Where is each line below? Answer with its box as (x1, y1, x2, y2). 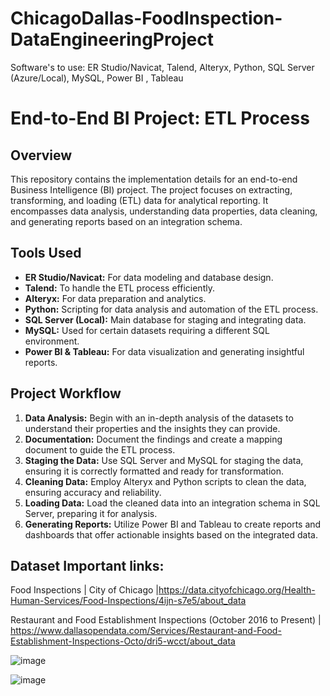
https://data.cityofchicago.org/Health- (158, 584, 316, 596)
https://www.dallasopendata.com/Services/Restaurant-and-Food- (10, 625, 282, 637)
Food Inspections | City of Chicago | (10, 584, 159, 596)
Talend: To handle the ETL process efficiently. (24, 282, 215, 294)
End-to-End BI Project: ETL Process (10, 107, 310, 130)
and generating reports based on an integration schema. (10, 215, 243, 227)
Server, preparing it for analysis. (24, 507, 158, 519)
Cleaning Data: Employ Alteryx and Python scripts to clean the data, (24, 475, 307, 487)
